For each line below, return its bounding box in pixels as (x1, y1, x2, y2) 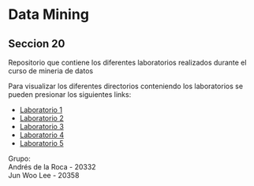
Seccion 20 (8, 37, 65, 50)
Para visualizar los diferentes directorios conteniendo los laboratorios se (8, 81, 243, 91)
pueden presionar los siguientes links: (8, 90, 132, 99)
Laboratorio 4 (19, 130, 65, 139)
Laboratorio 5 (19, 139, 64, 147)
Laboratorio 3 (19, 122, 65, 131)
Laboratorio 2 (19, 113, 65, 123)
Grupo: (8, 154, 31, 163)
